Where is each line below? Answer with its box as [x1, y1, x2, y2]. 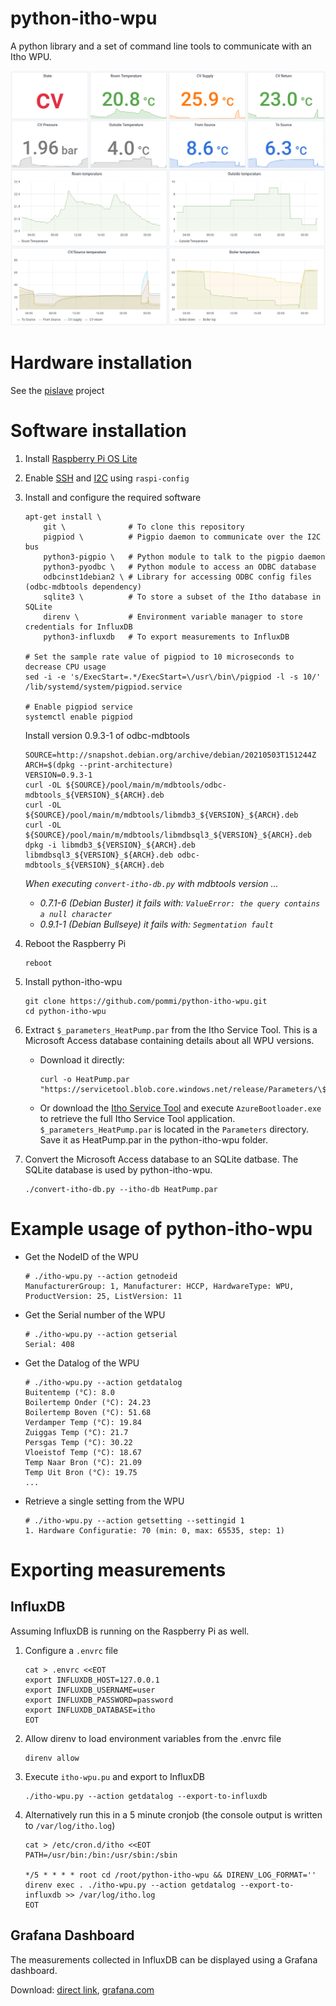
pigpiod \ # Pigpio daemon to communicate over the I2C [43, 532, 322, 542]
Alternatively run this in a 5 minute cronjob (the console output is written [24, 1808, 323, 1821]
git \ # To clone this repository [43, 522, 245, 532]
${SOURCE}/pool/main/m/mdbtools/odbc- [65, 780, 227, 790]
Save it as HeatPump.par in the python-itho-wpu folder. [39, 1133, 268, 1146]
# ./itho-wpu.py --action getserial [24, 1329, 178, 1339]
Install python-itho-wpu [24, 975, 123, 987]
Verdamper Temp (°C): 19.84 [24, 1417, 142, 1427]
